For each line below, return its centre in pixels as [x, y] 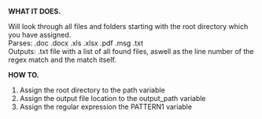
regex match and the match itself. [62, 59]
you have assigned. [40, 35]
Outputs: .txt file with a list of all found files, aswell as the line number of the [131, 51]
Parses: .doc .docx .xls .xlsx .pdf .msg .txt [76, 43]
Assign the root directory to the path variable [92, 90]
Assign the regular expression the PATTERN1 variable [106, 106]
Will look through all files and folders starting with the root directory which [128, 26]
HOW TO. [24, 75]
